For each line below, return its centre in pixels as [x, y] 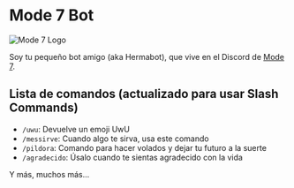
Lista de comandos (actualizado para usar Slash [144, 94]
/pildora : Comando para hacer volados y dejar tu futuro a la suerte [144, 147]
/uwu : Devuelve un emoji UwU [76, 129]
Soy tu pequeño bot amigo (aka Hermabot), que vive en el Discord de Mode [147, 56]
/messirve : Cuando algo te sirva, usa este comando [115, 139]
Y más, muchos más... [49, 174]
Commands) [44, 108]
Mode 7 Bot [52, 15]
